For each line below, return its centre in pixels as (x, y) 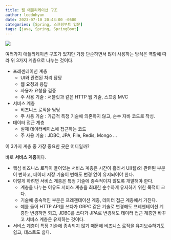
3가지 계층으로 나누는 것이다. (45, 61)
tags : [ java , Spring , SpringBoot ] (42, 29)
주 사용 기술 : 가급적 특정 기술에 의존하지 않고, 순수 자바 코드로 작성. (88, 116)
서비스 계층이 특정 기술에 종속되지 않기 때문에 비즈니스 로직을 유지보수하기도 (89, 226)
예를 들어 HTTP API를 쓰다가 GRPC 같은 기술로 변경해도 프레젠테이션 (89, 207)
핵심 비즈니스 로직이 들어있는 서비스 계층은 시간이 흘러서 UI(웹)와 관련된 (84, 168)
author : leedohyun (25, 15)
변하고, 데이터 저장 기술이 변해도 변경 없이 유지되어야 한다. (76, 174)
